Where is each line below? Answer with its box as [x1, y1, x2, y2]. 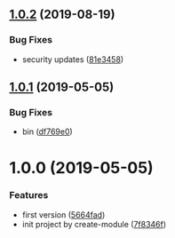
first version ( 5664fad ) [21, 209, 106, 220]
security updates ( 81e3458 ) [21, 53, 124, 65]
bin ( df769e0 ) [21, 126, 73, 137]
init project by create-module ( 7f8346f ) [21, 218, 167, 229]
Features [9, 189, 49, 202]
